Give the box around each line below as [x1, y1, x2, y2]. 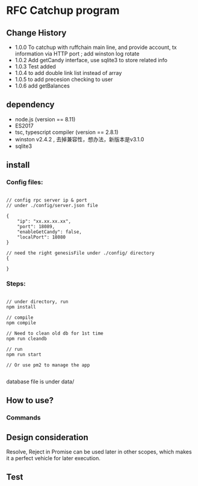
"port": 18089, [17, 223, 55, 229]
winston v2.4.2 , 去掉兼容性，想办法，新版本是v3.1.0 [14, 135, 144, 142]
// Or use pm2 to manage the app [6, 362, 90, 368]
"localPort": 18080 [17, 234, 66, 240]
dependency [6, 100, 55, 110]
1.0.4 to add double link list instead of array [14, 69, 122, 76]
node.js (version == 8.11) [14, 115, 76, 123]
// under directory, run [6, 298, 69, 305]
